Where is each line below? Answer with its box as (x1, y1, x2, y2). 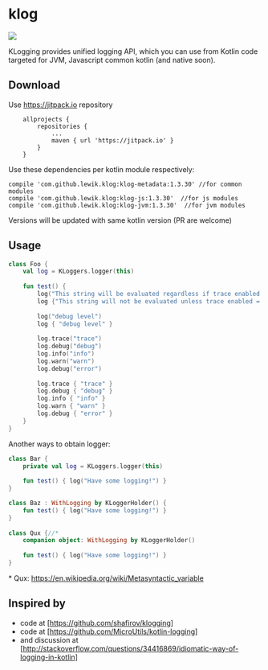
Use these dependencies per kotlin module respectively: (8, 164, 195, 174)
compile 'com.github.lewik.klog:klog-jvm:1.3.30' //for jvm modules (8, 201, 246, 209)
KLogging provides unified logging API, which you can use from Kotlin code (8, 46, 258, 56)
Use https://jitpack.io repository (8, 100, 113, 109)
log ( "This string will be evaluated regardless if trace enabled (37, 290, 261, 298)
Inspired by (8, 597, 66, 610)
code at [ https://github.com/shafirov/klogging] (19, 618, 174, 627)
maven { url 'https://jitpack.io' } (51, 136, 174, 145)
